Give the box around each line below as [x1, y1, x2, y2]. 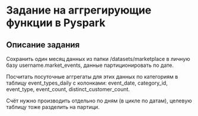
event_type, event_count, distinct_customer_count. [6, 86, 130, 92]
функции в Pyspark [6, 16, 106, 30]
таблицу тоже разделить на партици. [6, 104, 100, 110]
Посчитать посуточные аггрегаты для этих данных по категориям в [6, 73, 178, 80]
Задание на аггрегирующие [6, 4, 152, 17]
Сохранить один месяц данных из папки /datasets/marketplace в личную [6, 56, 191, 62]
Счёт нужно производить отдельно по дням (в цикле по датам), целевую [6, 97, 193, 104]
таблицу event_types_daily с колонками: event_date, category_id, [6, 79, 168, 86]
